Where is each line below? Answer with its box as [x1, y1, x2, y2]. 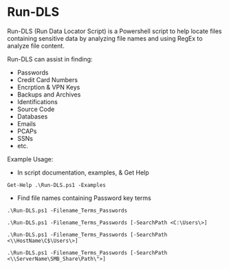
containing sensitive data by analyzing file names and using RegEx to [7, 34, 203, 42]
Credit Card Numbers [17, 75, 78, 83]
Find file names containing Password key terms [17, 194, 151, 202]
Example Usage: [7, 155, 54, 163]
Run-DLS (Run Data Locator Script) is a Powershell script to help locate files [7, 27, 222, 35]
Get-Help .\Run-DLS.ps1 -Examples [7, 181, 107, 188]
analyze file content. [7, 41, 65, 50]
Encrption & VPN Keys [17, 83, 80, 91]
